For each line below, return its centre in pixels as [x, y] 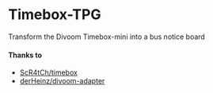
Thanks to [25, 55]
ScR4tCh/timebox [48, 72]
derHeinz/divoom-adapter [62, 81]
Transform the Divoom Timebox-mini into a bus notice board [107, 37]
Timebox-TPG [55, 15]
